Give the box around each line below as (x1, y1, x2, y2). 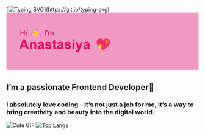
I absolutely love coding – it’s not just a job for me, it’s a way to (6, 100, 194, 109)
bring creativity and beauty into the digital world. (6, 108, 155, 116)
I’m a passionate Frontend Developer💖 (6, 82, 154, 92)
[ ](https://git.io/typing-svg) (6, 6, 110, 13)
